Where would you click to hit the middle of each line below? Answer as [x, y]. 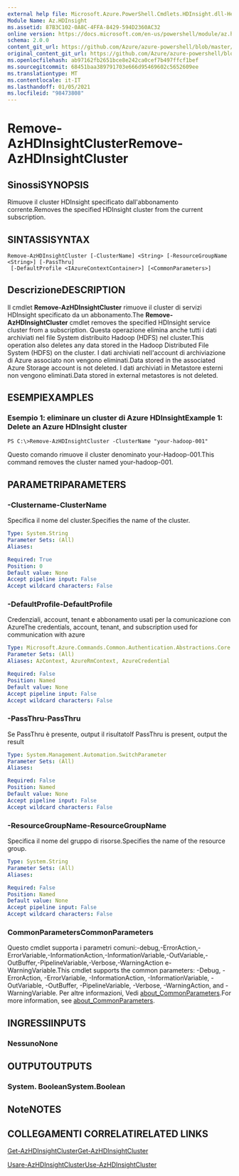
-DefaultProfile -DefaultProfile [60, 604]
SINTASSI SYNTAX [49, 239]
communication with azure [46, 635]
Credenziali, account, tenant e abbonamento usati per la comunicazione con [119, 620]
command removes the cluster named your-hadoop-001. [90, 462]
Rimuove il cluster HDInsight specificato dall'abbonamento [93, 202]
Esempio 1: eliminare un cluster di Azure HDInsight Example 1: [115, 418]
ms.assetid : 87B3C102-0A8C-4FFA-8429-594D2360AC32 [84, 27]
